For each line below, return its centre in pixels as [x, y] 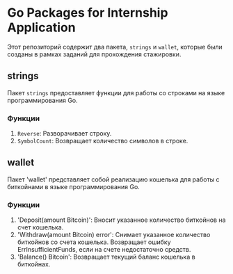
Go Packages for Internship [88, 13]
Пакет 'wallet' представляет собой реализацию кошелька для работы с [114, 179]
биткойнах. [34, 264]
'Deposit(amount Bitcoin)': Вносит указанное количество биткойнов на [121, 220]
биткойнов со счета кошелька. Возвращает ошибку [94, 242]
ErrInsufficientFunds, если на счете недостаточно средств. [104, 250]
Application [41, 27]
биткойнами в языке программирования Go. [74, 186]
